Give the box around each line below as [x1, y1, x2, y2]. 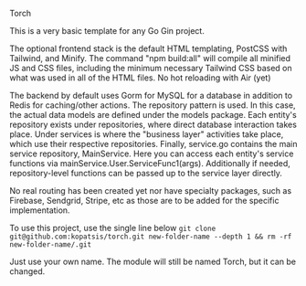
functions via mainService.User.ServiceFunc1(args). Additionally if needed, [9, 158, 290, 168]
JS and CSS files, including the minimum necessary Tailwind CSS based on [9, 63, 292, 73]
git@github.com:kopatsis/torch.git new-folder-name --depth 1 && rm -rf [9, 232, 292, 241]
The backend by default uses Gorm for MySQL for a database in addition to [9, 90, 293, 101]
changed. [9, 266, 46, 277]
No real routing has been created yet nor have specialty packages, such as [9, 185, 292, 196]
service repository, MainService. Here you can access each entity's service [9, 148, 294, 159]
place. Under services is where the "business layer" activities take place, [9, 129, 284, 140]
